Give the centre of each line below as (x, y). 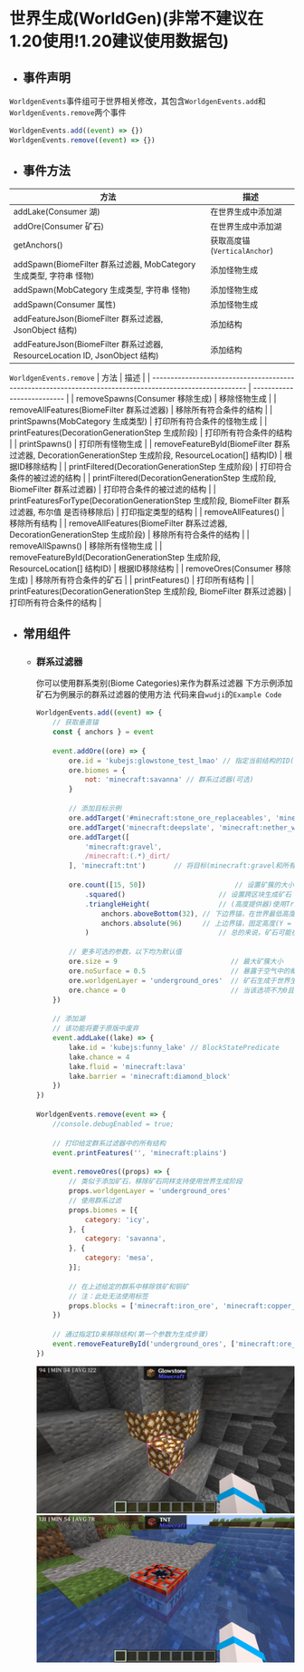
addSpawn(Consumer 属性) (65, 304)
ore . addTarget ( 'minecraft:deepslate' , (142, 827)
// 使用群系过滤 (95, 1201)
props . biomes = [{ (103, 1210)
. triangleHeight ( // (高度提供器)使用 (185, 904)
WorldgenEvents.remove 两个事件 (68, 112)
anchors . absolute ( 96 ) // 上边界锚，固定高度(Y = (196, 923)
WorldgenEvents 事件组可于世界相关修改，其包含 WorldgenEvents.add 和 (138, 101)
